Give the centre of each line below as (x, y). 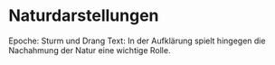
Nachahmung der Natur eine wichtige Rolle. (90, 50)
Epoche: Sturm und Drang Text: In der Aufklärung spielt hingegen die (137, 41)
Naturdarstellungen (84, 16)
